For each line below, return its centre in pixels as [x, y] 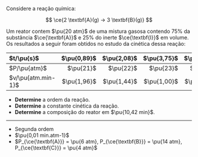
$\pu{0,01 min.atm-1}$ [42, 135]
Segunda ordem [34, 129]
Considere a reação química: [41, 9]
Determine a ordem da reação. [52, 100]
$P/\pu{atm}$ [28, 68]
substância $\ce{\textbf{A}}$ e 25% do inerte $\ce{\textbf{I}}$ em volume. [98, 37]
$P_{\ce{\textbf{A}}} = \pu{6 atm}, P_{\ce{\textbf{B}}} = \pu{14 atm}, [98, 141]
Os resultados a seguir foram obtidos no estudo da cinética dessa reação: [96, 44]
